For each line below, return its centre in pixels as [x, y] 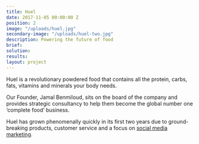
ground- [178, 121]
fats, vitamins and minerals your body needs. [62, 85]
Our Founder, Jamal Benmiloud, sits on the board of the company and [92, 97]
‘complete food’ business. [38, 110]
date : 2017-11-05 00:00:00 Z [42, 17]
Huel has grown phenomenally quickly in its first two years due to [87, 121]
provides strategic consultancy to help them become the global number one [99, 103]
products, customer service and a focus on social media [98, 128]
